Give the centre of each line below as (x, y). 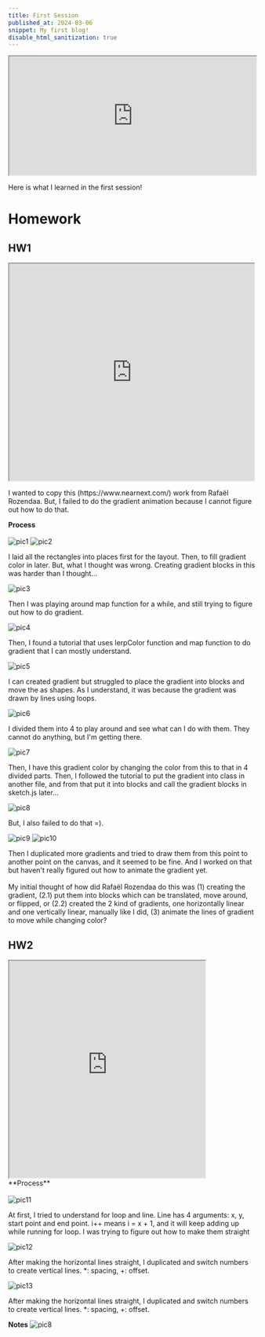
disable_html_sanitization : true (63, 37)
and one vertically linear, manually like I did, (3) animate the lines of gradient (131, 912)
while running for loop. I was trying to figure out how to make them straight (129, 1232)
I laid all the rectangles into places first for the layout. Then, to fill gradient (127, 557)
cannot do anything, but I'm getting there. (75, 737)
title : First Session (44, 15)
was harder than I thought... (53, 574)
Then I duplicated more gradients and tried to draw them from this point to (128, 854)
